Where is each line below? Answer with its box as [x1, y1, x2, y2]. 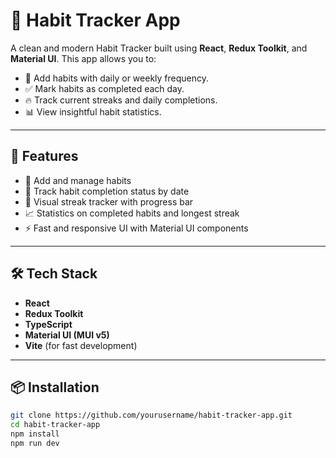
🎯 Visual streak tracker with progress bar [24, 195, 194, 208]
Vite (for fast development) [24, 339, 138, 351]
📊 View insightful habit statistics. [24, 105, 162, 118]
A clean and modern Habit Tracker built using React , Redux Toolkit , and [10, 42, 308, 54]
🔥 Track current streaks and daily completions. [24, 94, 218, 106]
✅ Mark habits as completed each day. [24, 82, 185, 94]
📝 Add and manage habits [24, 174, 132, 186]
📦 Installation [10, 379, 100, 396]
